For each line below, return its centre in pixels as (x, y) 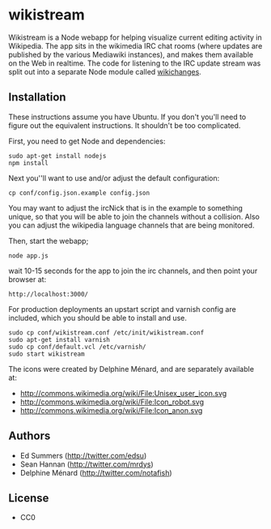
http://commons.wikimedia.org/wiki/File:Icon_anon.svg (111, 410)
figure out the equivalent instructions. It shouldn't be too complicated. (125, 125)
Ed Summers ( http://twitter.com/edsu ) (83, 455)
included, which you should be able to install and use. (98, 318)
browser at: (28, 279)
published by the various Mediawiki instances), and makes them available (131, 54)
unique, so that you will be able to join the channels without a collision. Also (134, 216)
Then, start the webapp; (49, 241)
